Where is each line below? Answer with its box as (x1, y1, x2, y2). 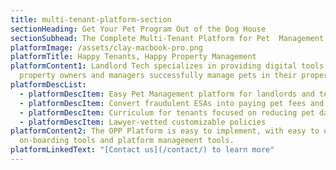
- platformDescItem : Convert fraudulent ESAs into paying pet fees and (19, 98, 325, 108)
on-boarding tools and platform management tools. (19, 136, 235, 146)
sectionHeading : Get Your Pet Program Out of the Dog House (10, 24, 267, 34)
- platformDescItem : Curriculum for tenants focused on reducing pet (19, 107, 315, 118)
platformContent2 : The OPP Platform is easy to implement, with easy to (10, 126, 320, 136)
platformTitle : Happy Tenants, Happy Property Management (10, 52, 257, 62)
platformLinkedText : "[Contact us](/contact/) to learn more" (10, 145, 275, 155)
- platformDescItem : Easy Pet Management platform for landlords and (19, 89, 315, 99)
